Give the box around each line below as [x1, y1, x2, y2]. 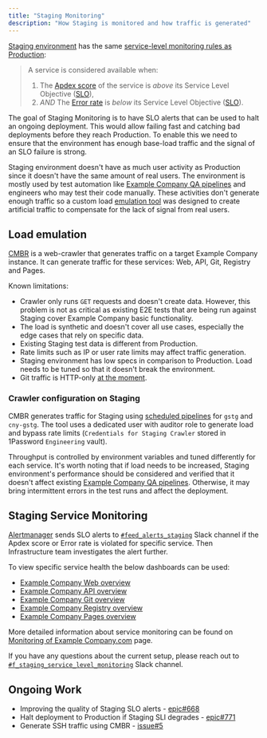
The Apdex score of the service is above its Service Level [39, 81, 230, 90]
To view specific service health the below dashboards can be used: [8, 562, 230, 572]
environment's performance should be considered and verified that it [8, 468, 235, 479]
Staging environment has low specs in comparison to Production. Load [19, 356, 253, 365]
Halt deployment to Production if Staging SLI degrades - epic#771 [19, 712, 236, 722]
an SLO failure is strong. [8, 147, 88, 156]
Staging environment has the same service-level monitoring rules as [8, 41, 233, 50]
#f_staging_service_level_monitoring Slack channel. [8, 660, 183, 669]
